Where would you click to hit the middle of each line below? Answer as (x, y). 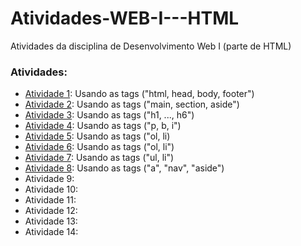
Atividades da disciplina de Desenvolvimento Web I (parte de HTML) (151, 46)
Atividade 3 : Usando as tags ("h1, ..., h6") (109, 115)
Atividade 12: (51, 211)
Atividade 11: (50, 200)
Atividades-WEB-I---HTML (125, 18)
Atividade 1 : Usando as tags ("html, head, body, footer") (139, 94)
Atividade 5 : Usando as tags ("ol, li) (97, 136)
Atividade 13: (51, 221)
